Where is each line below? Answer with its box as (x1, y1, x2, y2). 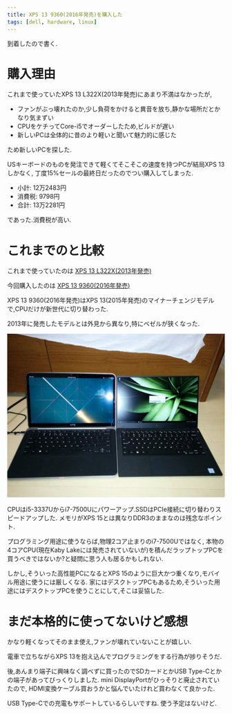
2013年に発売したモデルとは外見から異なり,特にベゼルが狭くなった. (7, 319, 200, 328)
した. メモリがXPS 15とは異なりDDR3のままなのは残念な (43, 514, 204, 522)
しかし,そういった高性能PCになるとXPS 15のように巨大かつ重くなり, (7, 569, 202, 578)
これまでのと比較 (7, 242, 105, 258)
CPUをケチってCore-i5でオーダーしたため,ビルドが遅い (17, 122, 175, 131)
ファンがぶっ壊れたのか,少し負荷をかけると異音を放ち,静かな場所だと (17, 105, 215, 114)
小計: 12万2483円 (17, 184, 67, 192)
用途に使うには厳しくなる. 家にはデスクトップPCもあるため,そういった (12, 578, 215, 587)
